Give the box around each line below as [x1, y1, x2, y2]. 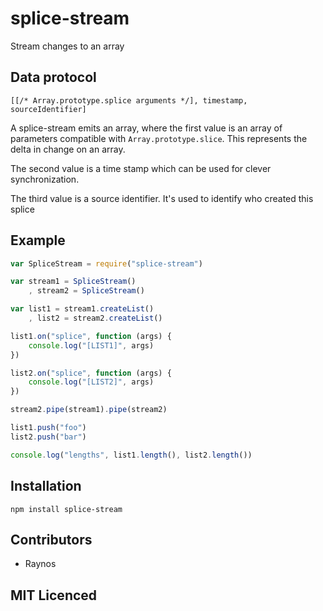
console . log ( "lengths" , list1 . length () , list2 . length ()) [10, 450, 253, 460]
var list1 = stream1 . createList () [10, 304, 155, 314]
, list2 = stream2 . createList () [28, 313, 163, 324]
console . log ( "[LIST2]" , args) [28, 377, 155, 387]
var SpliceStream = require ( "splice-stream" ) [10, 258, 203, 269]
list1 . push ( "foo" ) [10, 423, 87, 433]
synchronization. [10, 173, 80, 185]
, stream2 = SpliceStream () [28, 286, 145, 296]
